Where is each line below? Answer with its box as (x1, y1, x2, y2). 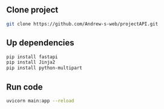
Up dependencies (6, 38, 74, 48)
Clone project (6, 5, 59, 15)
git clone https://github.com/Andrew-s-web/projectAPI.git (6, 21, 159, 27)
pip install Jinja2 (6, 59, 56, 65)
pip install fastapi (6, 54, 59, 60)
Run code (6, 82, 43, 92)
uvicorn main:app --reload (6, 97, 74, 104)
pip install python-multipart (6, 65, 83, 71)
